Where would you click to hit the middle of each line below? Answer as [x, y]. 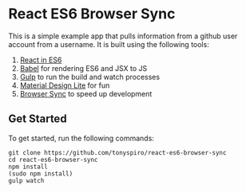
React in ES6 [41, 60]
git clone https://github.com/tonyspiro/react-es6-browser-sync [117, 152]
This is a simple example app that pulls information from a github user [123, 36]
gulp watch [26, 180]
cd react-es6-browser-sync [53, 160]
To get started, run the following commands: [81, 138]
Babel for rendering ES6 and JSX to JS [83, 68]
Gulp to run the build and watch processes [90, 77]
